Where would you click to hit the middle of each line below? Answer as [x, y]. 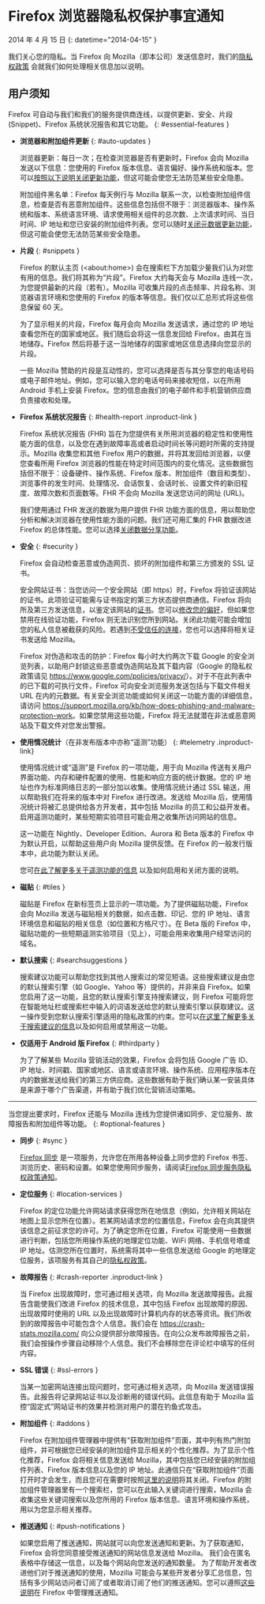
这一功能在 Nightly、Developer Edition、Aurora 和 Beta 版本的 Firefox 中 [137, 833]
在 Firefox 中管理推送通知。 [78, 1592]
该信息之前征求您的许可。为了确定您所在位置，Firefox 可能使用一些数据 [136, 1230]
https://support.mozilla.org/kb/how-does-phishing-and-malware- [149, 706]
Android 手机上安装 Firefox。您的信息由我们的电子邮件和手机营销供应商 [135, 390]
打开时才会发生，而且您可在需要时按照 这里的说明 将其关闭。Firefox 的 [132, 1479]
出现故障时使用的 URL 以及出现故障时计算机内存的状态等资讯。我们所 [132, 1313]
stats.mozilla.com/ [49, 1333]
